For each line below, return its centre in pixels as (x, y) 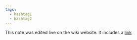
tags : (11, 10)
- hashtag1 (21, 14)
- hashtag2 (21, 19)
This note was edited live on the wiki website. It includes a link (68, 33)
